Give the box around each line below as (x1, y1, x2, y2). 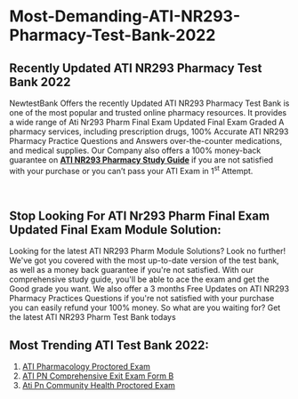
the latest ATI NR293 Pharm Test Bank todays (9, 312, 176, 323)
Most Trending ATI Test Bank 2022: (9, 338, 209, 353)
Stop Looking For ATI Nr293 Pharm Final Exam (9, 209, 270, 224)
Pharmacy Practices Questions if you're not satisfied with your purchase (9, 293, 275, 304)
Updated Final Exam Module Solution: (9, 222, 222, 237)
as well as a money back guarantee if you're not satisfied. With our (9, 265, 254, 275)
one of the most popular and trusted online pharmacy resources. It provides (9, 108, 287, 117)
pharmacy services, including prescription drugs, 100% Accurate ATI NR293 (9, 126, 289, 137)
